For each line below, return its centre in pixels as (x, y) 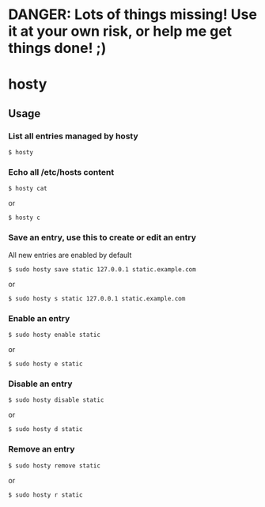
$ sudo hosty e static (45, 364)
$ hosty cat (28, 189)
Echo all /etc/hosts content (61, 172)
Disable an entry (40, 384)
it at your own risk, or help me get (120, 31)
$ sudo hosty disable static (56, 400)
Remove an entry (42, 449)
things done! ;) (57, 48)
